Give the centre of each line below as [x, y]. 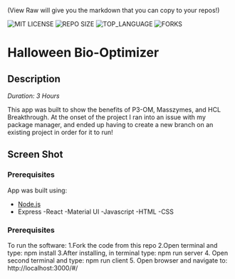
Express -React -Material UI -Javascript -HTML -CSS [96, 212]
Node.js [29, 204]
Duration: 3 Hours [33, 96]
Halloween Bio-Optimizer [83, 53]
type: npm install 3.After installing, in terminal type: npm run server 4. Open [118, 253]
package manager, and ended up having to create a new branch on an [110, 125]
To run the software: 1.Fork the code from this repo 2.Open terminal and [113, 245]
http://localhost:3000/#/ [43, 268]
